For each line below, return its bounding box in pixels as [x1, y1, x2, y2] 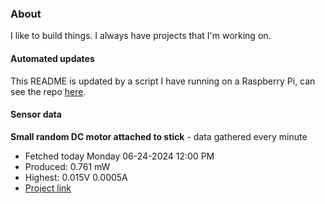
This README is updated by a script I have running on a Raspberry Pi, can [10, 75, 316, 87]
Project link [24, 182, 72, 194]
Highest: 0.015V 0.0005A [24, 171, 128, 183]
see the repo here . [10, 85, 87, 97]
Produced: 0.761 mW [24, 160, 111, 172]
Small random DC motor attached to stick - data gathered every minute [10, 130, 308, 142]
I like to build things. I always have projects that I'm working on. [10, 30, 272, 42]
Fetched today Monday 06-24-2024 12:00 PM [24, 150, 215, 162]
